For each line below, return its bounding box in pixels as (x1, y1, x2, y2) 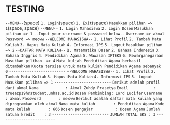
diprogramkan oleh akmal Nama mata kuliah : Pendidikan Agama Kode (5, 101, 165, 106)
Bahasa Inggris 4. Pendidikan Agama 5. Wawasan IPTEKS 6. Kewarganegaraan (5, 53, 164, 58)
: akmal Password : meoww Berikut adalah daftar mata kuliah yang (5, 96, 162, 101)
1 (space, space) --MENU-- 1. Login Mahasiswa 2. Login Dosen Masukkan (5, 25, 153, 31)
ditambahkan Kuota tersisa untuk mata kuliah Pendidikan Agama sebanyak (5, 64, 161, 69)
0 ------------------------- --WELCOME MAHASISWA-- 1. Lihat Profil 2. (5, 69, 156, 74)
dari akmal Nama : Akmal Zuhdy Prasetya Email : (5, 85, 156, 90)
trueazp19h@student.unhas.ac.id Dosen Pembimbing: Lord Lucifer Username (5, 91, 162, 96)
